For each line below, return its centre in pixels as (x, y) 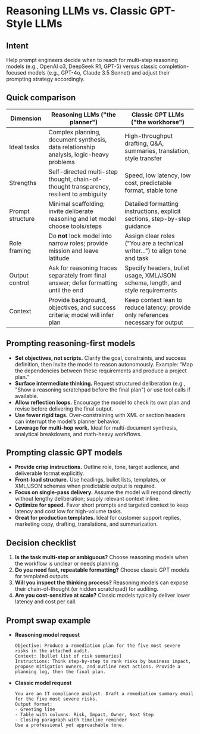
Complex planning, (75, 132)
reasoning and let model (82, 218)
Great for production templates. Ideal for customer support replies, (98, 518)
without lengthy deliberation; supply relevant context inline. (87, 499)
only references (147, 314)
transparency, (91, 186)
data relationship (72, 147)
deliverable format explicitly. (49, 473)
